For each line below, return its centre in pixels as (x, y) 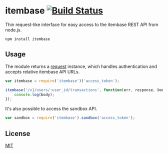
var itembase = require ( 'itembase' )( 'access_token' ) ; (62, 81)
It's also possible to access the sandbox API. (51, 109)
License (18, 133)
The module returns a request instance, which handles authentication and (81, 66)
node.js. (13, 29)
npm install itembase (28, 39)
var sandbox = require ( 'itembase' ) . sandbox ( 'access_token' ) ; (70, 118)
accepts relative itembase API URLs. (42, 71)
